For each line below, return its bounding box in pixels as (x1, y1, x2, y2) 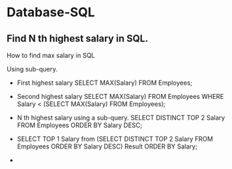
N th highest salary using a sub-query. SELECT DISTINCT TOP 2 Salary (16, 114, 225, 122)
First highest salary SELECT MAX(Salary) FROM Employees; (16, 78, 193, 87)
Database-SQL (6, 4, 95, 21)
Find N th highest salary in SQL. (6, 33, 149, 45)
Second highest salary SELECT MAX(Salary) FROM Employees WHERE (16, 93, 224, 100)
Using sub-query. (6, 65, 58, 73)
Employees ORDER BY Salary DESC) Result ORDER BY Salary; (16, 142, 198, 151)
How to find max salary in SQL (6, 51, 95, 59)
